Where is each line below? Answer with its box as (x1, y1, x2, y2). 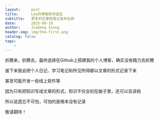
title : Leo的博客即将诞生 (5, 12, 63, 17)
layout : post (5, 7, 40, 12)
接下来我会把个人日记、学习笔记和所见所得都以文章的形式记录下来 (5, 68, 137, 73)
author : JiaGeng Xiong (5, 25, 60, 30)
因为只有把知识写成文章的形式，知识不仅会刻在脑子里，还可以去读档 (5, 88, 141, 94)
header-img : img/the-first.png (5, 30, 68, 34)
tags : (5, 39, 16, 44)
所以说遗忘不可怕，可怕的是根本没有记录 (5, 98, 86, 104)
